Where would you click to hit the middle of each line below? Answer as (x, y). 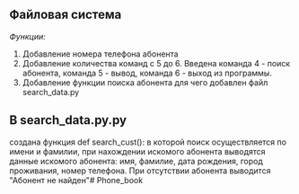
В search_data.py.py (68, 120)
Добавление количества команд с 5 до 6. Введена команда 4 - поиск (156, 63)
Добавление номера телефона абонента (100, 54)
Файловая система (66, 15)
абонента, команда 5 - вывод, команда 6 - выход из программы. (147, 73)
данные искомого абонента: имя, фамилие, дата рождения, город (136, 161)
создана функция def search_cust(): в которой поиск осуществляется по (148, 142)
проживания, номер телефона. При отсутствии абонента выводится (140, 171)
